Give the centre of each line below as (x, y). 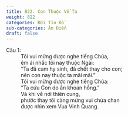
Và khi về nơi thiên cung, (50, 94)
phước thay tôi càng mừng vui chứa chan (70, 100)
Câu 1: (14, 50)
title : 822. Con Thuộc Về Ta (42, 11)
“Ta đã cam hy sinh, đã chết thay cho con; (72, 69)
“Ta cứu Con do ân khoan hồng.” (60, 88)
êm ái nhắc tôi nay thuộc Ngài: (58, 63)
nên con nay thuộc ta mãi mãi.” (58, 75)
